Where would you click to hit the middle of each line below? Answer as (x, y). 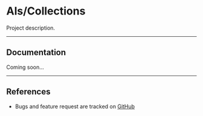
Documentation (36, 53)
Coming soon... (25, 67)
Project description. (31, 28)
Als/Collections (46, 11)
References (28, 92)
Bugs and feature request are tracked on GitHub (75, 106)
